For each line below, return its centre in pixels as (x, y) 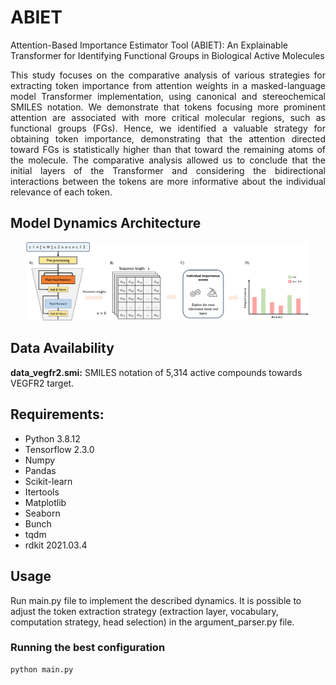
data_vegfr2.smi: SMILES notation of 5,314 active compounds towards (156, 372)
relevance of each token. (61, 192)
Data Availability (62, 348)
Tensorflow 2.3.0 (59, 449)
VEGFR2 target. (42, 383)
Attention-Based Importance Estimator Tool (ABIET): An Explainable (149, 45)
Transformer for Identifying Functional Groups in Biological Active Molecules (167, 55)
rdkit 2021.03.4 (56, 545)
